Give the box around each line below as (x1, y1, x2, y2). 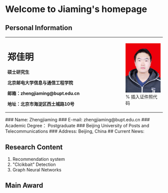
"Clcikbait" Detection (12, 161, 56, 167)
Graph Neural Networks (12, 167, 61, 172)
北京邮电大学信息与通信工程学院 (7, 79, 73, 86)
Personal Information (5, 24, 72, 32)
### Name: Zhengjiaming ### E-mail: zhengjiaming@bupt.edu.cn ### (5, 117, 150, 123)
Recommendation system (12, 156, 65, 162)
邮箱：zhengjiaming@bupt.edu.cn (7, 90, 80, 96)
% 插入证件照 (125, 94, 153, 100)
